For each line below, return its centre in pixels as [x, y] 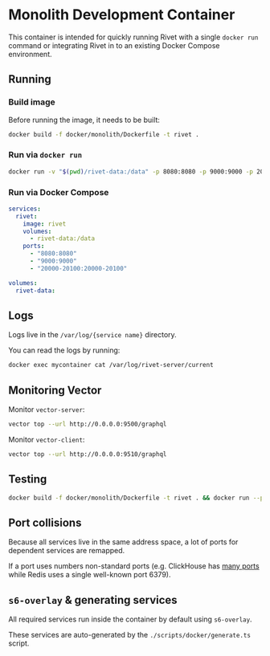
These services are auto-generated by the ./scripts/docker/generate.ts [130, 635]
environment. [30, 54]
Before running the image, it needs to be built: [84, 120]
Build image [32, 102]
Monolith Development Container [122, 15]
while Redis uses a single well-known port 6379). [90, 575]
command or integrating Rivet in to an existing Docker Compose [114, 45]
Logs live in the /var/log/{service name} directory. [92, 335]
